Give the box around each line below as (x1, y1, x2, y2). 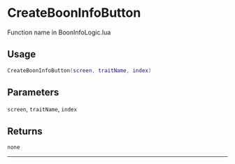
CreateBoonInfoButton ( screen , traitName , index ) (7, 67, 152, 74)
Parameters (7, 86, 59, 99)
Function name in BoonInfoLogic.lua (7, 28, 111, 36)
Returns (7, 125, 43, 137)
